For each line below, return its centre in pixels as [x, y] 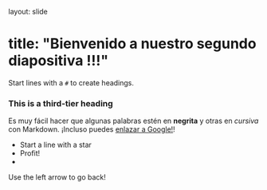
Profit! [30, 153]
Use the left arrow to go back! [57, 177]
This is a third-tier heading [61, 103]
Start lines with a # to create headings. [71, 82]
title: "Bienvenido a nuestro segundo [132, 44]
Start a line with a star [55, 145]
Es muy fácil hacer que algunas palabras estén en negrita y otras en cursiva [133, 121]
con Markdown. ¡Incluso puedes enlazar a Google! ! [92, 129]
